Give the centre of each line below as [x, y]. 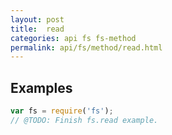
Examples [41, 87]
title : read [37, 29]
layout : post [37, 19]
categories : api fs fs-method [73, 38]
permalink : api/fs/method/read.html [86, 47]
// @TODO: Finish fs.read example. [84, 120]
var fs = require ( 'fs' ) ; [62, 111]
